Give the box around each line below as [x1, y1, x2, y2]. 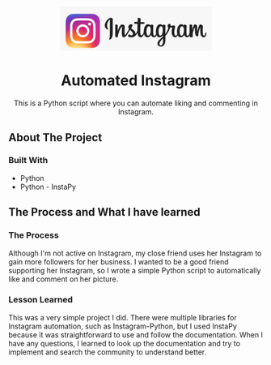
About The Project [8, 131, 103, 144]
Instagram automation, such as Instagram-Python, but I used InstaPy [8, 321, 237, 331]
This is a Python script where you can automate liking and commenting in [13, 98, 259, 108]
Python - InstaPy [19, 182, 77, 191]
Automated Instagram [60, 71, 212, 90]
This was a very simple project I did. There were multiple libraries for [8, 312, 237, 322]
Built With [8, 155, 49, 166]
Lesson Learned [8, 294, 74, 306]
